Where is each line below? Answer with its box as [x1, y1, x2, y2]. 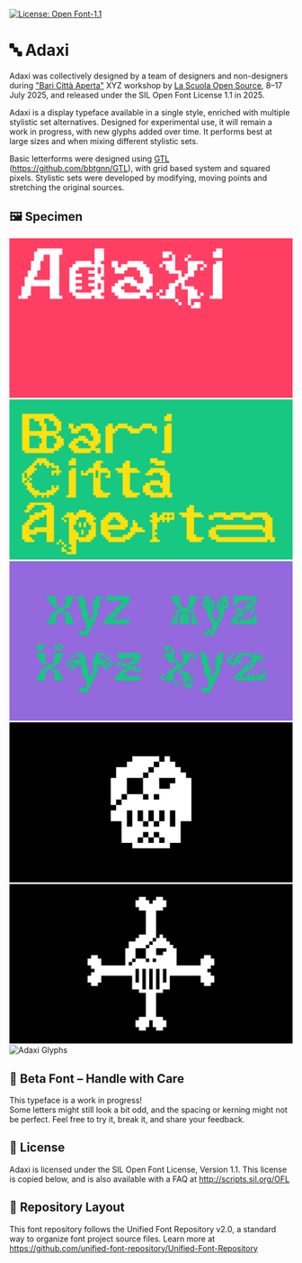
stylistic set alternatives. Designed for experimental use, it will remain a [9, 116, 272, 127]
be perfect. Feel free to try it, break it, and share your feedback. [9, 1114, 245, 1125]
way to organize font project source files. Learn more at [9, 1233, 216, 1244]
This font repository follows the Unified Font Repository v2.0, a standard [9, 1223, 277, 1234]
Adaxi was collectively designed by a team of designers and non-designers [9, 70, 289, 81]
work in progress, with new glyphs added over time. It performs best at [9, 126, 272, 137]
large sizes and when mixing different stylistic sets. [9, 135, 200, 146]
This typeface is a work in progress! [9, 1095, 142, 1106]
